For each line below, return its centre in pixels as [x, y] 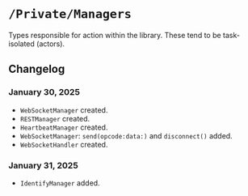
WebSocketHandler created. [64, 144]
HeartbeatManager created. [64, 127]
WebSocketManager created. [64, 110]
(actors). [50, 44]
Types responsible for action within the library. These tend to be [115, 35]
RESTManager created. [55, 118]
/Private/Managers [70, 14]
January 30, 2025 [44, 92]
